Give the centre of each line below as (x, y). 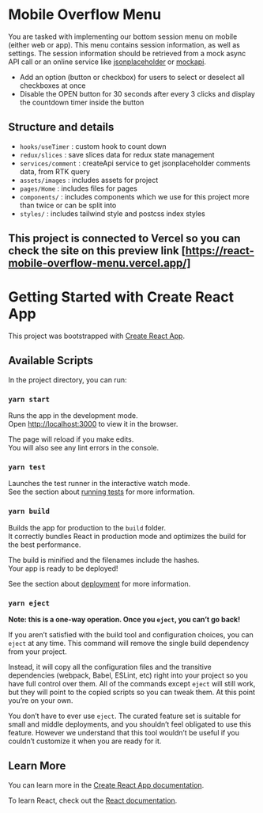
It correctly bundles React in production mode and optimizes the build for (127, 536)
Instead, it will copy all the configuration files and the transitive (110, 667)
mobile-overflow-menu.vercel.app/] (100, 263)
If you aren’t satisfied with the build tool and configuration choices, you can (131, 635)
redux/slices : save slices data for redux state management (117, 154)
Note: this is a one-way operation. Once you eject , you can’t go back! (124, 620)
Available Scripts (51, 361)
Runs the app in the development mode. (73, 416)
